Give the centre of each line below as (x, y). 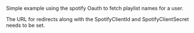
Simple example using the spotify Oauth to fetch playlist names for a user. (95, 8)
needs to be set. (26, 25)
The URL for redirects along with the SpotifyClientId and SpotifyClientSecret (98, 19)
